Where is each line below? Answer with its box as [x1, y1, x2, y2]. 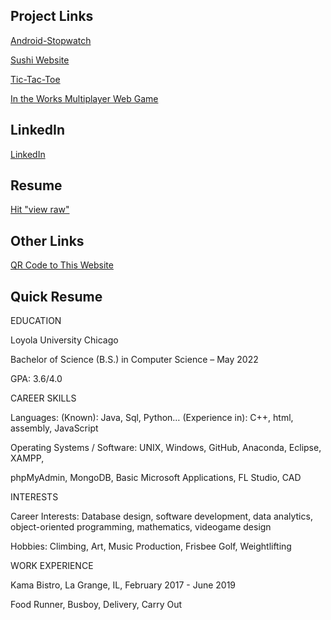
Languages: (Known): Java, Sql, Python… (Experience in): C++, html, [10, 412, 294, 424]
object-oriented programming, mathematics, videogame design [10, 521, 272, 533]
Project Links [10, 8, 94, 25]
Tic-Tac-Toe [10, 73, 61, 85]
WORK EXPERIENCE [10, 560, 94, 572]
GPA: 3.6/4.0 [10, 373, 63, 385]
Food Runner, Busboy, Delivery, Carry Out [10, 599, 183, 611]
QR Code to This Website [10, 259, 114, 271]
